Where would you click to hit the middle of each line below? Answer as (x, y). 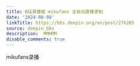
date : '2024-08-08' (30, 17)
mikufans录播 (23, 57)
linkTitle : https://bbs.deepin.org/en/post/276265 (70, 23)
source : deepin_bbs (30, 28)
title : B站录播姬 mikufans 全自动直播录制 (55, 12)
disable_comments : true (36, 39)
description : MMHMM (32, 34)
